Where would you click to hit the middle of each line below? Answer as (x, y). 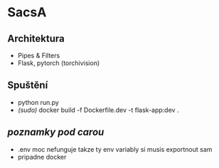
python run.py (38, 102)
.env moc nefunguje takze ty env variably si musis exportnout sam (115, 149)
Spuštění (28, 85)
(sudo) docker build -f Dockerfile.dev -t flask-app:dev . (98, 110)
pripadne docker (42, 157)
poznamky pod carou (56, 132)
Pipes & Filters (39, 55)
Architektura (36, 39)
